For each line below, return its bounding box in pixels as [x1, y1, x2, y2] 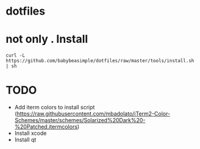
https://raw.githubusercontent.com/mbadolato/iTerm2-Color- [16, 110, 171, 117]
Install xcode [14, 129, 47, 137]
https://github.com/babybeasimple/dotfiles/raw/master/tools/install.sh [5, 58, 195, 64]
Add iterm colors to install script [14, 104, 95, 111]
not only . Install [5, 32, 88, 46]
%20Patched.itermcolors [14, 123, 77, 131]
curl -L [5, 53, 26, 59]
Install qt [14, 136, 37, 144]
